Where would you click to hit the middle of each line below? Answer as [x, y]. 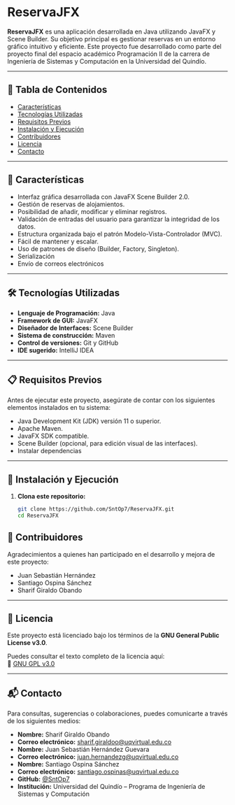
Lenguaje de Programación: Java [66, 313]
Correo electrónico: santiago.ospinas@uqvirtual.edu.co [98, 772]
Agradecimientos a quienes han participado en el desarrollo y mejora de [111, 554]
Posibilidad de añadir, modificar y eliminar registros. [92, 211]
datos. [27, 226]
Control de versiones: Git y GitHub [68, 343]
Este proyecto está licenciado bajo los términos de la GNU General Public [113, 635]
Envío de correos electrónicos [60, 264]
